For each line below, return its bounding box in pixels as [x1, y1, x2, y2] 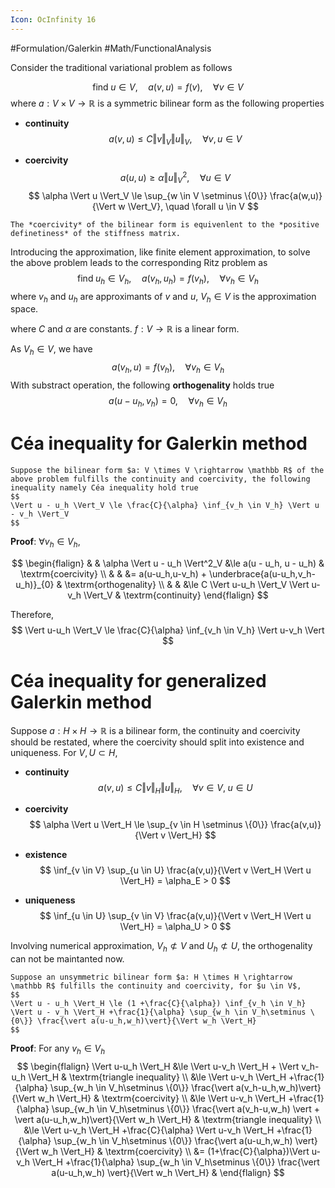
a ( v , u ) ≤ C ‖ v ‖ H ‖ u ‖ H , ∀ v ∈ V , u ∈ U [98, 781, 253, 796]
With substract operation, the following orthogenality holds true [10, 379, 275, 391]
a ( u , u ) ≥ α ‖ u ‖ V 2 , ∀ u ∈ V [119, 170, 232, 186]
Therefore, [10, 608, 55, 620]
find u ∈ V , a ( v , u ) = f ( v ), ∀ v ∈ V [92, 81, 244, 93]
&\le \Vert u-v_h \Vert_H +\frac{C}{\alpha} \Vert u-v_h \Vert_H [23, 1124, 275, 1136]
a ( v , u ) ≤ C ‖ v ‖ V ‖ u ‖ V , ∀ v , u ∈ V [108, 132, 243, 147]
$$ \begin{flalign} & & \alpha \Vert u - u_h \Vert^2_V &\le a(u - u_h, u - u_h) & [11, 557, 325, 569]
